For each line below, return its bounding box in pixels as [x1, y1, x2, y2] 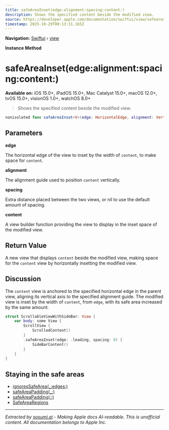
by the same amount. [5, 304, 49, 310]
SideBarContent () [32, 342, 69, 347]
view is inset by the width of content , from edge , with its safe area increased [5, 298, 162, 305]
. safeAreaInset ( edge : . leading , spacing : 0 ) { [23, 337, 123, 342]
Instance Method [5, 45, 42, 51]
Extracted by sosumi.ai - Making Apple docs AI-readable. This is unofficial [5, 414, 160, 420]
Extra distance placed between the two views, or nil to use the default [5, 196, 150, 202]
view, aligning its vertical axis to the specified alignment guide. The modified [5, 293, 163, 299]
